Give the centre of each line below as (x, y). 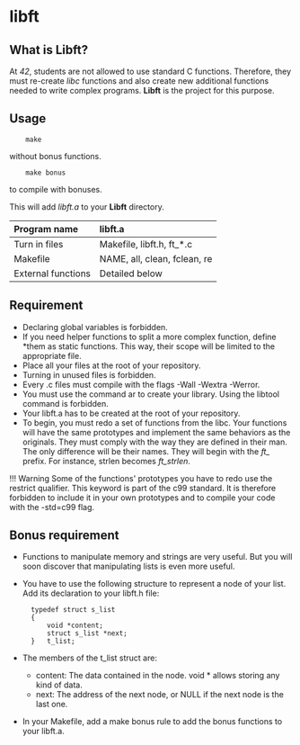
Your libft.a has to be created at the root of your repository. (131, 413)
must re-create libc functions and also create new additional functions (139, 81)
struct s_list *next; (87, 633)
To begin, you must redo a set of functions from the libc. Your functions (154, 422)
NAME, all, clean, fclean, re (156, 258)
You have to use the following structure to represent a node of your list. (154, 584)
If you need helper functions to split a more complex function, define (149, 337)
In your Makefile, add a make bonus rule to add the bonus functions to (152, 722)
